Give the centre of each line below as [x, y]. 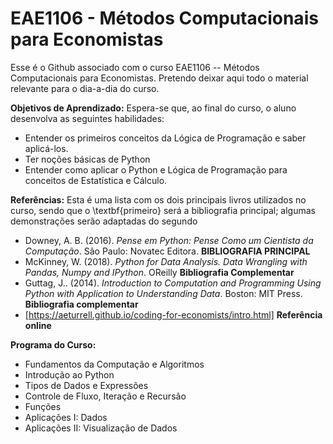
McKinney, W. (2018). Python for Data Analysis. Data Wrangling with [166, 261]
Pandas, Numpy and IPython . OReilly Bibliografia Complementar [159, 272]
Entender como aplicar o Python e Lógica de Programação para [156, 169]
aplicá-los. [46, 148]
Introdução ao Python [69, 374]
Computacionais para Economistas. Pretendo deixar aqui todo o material [159, 78]
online [38, 325]
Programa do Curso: [53, 344]
